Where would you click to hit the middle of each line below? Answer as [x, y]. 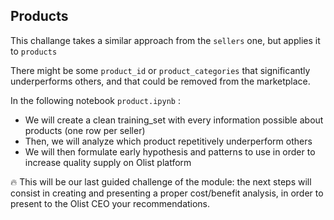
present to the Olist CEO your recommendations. [110, 203]
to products [34, 51]
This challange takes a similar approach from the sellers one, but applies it [165, 40]
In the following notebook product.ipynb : [95, 100]
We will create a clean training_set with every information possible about [174, 120]
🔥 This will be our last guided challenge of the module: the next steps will [161, 181]
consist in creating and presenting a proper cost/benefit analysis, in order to [167, 193]
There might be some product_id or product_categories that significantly [160, 70]
